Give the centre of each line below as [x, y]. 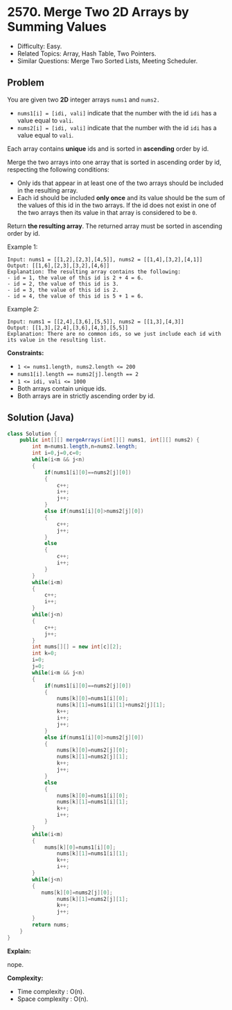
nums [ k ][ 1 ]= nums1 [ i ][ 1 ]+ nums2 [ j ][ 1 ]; [111, 705]
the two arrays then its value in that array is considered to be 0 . [107, 212]
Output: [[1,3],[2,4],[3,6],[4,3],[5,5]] [68, 327]
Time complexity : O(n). [51, 991]
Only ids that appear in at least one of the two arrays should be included [120, 183]
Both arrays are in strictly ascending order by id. [86, 396]
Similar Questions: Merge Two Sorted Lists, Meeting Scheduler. [107, 60]
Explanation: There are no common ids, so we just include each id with [114, 334]
